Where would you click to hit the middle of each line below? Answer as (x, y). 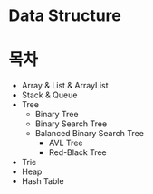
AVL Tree (66, 143)
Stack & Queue (49, 95)
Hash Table (43, 181)
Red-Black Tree (78, 152)
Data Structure (65, 16)
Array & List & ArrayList (65, 86)
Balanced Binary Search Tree (89, 134)
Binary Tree (57, 115)
